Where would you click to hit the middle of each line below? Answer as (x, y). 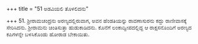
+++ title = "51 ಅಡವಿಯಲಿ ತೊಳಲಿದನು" (48, 9)
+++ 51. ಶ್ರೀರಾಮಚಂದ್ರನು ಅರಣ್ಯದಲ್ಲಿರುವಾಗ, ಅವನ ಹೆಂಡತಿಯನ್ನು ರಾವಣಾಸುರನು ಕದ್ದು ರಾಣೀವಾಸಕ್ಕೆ (97, 21)
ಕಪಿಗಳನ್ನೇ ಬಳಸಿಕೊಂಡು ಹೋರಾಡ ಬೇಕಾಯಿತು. (48, 34)
